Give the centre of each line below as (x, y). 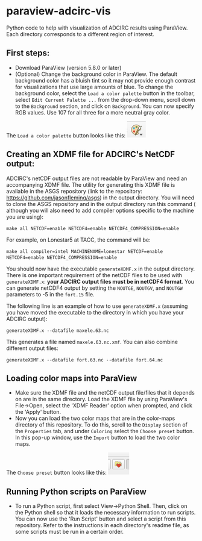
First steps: (28, 53)
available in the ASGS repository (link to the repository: (74, 191)
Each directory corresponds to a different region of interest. (80, 34)
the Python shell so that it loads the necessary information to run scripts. (105, 513)
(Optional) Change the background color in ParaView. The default (96, 74)
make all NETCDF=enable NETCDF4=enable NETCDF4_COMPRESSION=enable (93, 228)
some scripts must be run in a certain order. (69, 532)
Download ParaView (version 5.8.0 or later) (68, 67)
